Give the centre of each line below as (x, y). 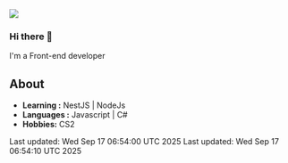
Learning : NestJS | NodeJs (74, 105)
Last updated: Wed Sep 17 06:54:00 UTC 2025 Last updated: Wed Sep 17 (144, 142)
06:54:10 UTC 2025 (46, 151)
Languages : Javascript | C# (75, 115)
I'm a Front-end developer (57, 56)
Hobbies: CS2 (48, 125)
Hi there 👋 (31, 37)
